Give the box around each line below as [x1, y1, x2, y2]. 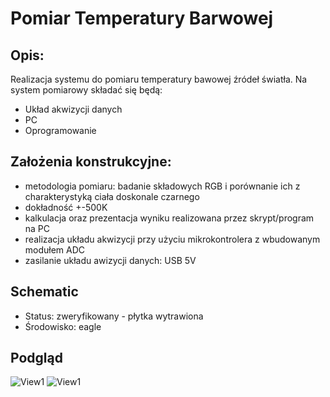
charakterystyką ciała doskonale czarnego [24, 190, 200, 202]
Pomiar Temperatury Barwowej [10, 7, 274, 30]
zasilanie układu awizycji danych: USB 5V [24, 254, 197, 266]
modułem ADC [24, 243, 86, 256]
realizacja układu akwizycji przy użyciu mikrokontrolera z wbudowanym [24, 233, 321, 245]
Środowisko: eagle [24, 320, 102, 332]
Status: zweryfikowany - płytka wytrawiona [24, 310, 204, 322]
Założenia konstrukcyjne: [10, 153, 172, 171]
